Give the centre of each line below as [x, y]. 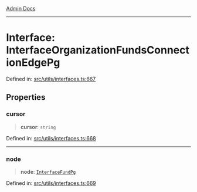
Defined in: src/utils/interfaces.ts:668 [51, 138]
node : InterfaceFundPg [48, 171]
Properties [26, 97]
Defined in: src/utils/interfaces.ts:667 [51, 79]
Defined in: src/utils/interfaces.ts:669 [51, 183]
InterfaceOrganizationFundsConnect [98, 50]
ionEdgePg [33, 63]
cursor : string [38, 127]
